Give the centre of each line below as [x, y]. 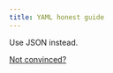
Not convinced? [38, 59]
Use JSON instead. [44, 42]
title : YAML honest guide [56, 17]
